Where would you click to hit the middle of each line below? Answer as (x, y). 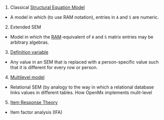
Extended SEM (26, 27)
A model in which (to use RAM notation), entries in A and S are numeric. (84, 17)
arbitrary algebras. (29, 42)
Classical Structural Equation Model (47, 7)
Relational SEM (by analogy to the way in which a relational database (82, 87)
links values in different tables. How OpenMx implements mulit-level (81, 93)
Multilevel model (27, 77)
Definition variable (29, 52)
